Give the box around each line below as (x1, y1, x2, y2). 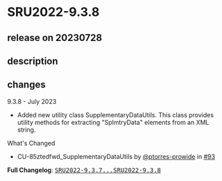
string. (17, 126, 36, 134)
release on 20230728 (7, 32, 103, 44)
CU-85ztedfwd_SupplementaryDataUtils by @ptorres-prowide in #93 (17, 152, 216, 160)
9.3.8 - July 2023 (7, 97, 57, 105)
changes (7, 79, 46, 91)
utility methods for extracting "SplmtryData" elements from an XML (17, 118, 210, 126)
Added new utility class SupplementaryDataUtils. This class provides (17, 110, 214, 119)
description (7, 55, 58, 67)
